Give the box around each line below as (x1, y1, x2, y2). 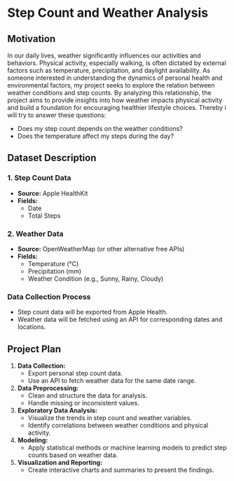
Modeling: (17, 436, 48, 445)
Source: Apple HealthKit (17, 189, 88, 197)
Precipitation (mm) (27, 267, 82, 275)
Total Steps (27, 211, 61, 220)
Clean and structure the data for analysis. (27, 391, 148, 400)
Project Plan (7, 343, 62, 355)
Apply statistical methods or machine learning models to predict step (27, 443, 227, 452)
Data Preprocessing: (17, 384, 79, 393)
